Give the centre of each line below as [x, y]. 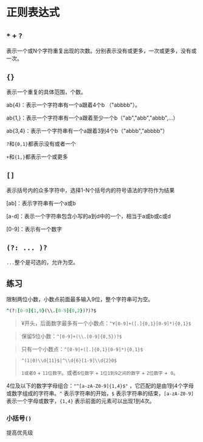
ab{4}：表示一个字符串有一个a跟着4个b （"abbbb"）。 [74, 105]
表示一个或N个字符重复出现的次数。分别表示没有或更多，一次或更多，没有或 [101, 51]
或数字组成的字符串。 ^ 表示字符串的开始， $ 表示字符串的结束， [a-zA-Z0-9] [100, 393]
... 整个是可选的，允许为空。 [43, 262]
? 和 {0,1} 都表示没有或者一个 [41, 143]
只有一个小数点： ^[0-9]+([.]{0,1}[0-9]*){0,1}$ [82, 349]
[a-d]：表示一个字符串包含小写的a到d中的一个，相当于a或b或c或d [89, 216]
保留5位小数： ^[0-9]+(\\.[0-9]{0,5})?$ [71, 337]
